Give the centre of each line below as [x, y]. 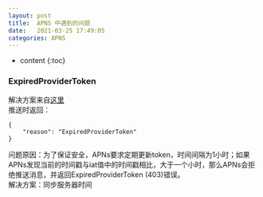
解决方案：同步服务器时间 [50, 184]
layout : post [30, 16]
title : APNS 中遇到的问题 [49, 23]
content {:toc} [43, 61]
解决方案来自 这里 [36, 100]
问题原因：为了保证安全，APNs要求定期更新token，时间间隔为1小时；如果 [129, 154]
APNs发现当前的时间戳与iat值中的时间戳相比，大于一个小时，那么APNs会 [128, 164]
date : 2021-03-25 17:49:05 [57, 30]
